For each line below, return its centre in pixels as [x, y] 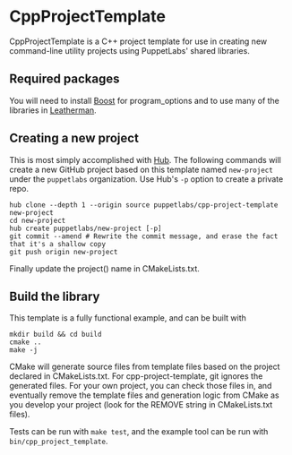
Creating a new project [74, 138]
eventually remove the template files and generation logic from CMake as [144, 395]
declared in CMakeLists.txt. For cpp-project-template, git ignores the [136, 376]
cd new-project [38, 220]
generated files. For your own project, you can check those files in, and [141, 386]
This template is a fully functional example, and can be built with [128, 318]
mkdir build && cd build [56, 335]
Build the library [55, 296]
